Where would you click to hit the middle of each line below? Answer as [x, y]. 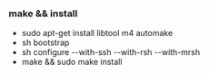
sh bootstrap [45, 42]
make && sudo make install [72, 62]
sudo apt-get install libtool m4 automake [97, 33]
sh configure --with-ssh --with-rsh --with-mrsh [111, 52]
